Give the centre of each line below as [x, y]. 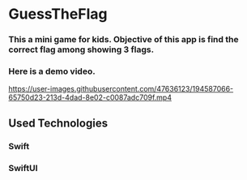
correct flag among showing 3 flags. [81, 49]
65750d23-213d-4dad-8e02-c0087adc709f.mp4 [90, 97]
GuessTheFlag [58, 14]
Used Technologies [58, 123]
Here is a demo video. [52, 71]
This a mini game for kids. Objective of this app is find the [123, 40]
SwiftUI [23, 168]
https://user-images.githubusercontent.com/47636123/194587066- [121, 89]
